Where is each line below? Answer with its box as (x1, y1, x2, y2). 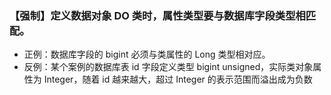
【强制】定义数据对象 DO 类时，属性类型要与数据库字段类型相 (9, 8, 306, 22)
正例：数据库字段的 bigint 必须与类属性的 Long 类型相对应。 (23, 48, 271, 61)
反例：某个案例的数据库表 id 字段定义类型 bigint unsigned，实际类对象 (23, 61, 314, 73)
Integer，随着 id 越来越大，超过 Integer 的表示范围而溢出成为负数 (43, 73, 313, 86)
